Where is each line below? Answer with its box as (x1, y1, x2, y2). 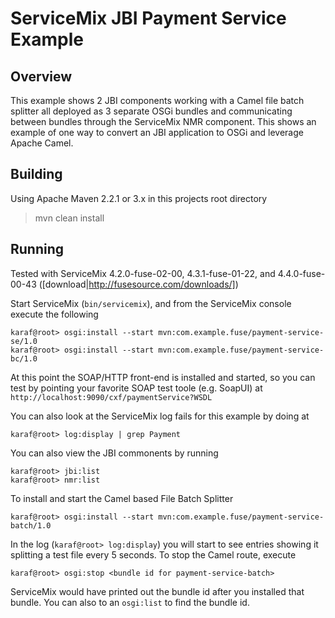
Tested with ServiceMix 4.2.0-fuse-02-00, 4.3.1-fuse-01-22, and (10, 267, 276, 279)
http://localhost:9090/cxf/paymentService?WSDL (10, 392, 213, 402)
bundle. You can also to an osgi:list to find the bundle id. (10, 596, 250, 608)
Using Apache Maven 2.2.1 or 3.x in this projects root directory (10, 192, 268, 204)
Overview (10, 68, 73, 85)
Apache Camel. (10, 137, 74, 149)
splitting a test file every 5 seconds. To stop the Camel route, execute (10, 548, 297, 561)
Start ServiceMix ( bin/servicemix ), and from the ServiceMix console (10, 297, 292, 309)
